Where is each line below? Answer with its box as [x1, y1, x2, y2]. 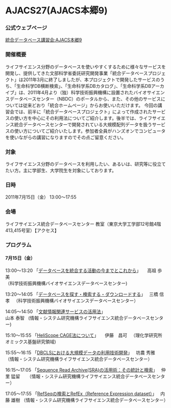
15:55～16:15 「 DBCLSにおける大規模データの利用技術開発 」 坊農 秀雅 [5, 349, 156, 356]
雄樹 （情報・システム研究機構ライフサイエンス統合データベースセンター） [11, 397, 168, 403]
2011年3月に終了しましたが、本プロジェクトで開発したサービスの [22, 76, 161, 83]
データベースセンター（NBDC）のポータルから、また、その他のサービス [9, 95, 161, 102]
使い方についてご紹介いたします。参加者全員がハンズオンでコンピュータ [14, 128, 166, 134]
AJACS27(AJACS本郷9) [5, 5, 108, 16]
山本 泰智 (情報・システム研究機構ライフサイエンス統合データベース [5, 315, 151, 321]
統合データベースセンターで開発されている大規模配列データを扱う [14, 121, 152, 127]
